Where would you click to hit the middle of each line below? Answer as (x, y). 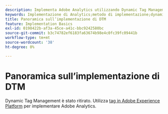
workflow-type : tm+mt (28, 38)
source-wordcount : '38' (30, 42)
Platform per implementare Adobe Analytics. (51, 106)
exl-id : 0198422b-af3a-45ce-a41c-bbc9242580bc (54, 28)
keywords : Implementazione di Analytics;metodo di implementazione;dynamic (86, 14)
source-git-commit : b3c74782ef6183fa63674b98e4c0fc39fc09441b (71, 33)
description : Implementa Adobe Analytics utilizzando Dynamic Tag (76, 10)
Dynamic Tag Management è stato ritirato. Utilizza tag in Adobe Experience (82, 100)
